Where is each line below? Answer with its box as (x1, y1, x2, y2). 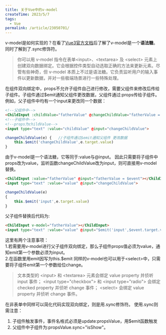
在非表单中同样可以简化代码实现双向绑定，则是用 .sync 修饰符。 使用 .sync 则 (5, 301, 159, 307)
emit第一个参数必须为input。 (9, 249, 68, 255)
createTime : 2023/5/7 (5, 12, 50, 17)
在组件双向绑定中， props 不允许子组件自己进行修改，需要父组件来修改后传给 (5, 86, 160, 92)
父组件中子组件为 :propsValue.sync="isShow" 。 (12, 325, 109, 331)
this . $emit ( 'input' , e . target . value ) (14, 199, 90, 204)
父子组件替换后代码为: (5, 213, 50, 219)
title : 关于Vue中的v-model (5, 7, 58, 12)
